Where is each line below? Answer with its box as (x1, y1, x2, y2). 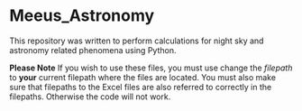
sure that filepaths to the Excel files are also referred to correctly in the (9, 81, 272, 92)
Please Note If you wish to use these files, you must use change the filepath (9, 62, 293, 73)
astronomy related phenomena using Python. (9, 44, 177, 55)
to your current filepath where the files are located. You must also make (9, 71, 277, 82)
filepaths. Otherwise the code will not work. (9, 91, 171, 102)
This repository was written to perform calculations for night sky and (9, 35, 264, 46)
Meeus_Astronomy (9, 5, 155, 26)
